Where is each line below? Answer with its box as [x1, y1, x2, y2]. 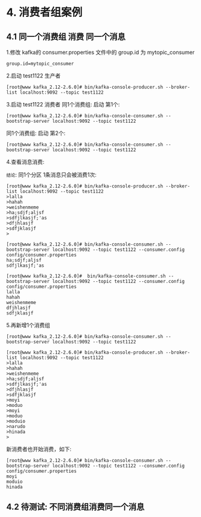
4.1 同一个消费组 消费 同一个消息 [6, 31, 126, 42]
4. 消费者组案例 [6, 5, 83, 19]
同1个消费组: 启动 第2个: [6, 129, 66, 137]
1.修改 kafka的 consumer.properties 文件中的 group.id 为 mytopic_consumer [6, 49, 195, 56]
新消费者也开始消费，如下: [6, 446, 72, 452]
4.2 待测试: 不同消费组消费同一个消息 [6, 502, 145, 512]
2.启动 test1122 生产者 [6, 72, 61, 79]
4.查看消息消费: [6, 158, 45, 165]
